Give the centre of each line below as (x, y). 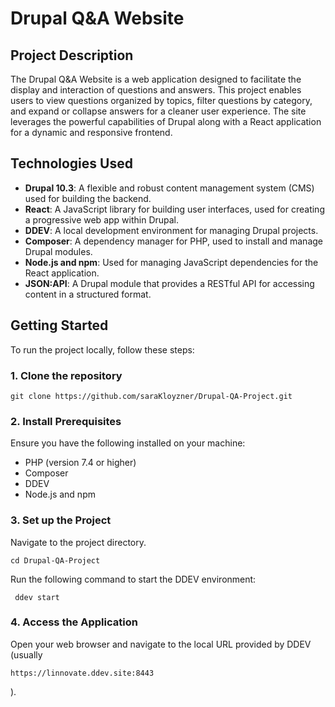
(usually (26, 654)
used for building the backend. (88, 198)
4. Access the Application (74, 622)
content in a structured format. (88, 294)
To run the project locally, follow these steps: (102, 349)
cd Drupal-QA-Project (55, 560)
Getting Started (59, 325)
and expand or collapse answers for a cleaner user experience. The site (158, 111)
